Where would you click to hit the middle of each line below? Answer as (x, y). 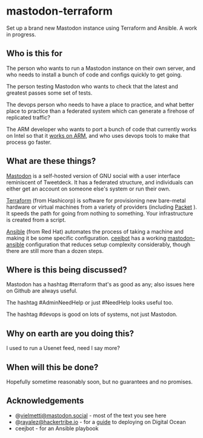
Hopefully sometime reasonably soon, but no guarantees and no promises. (99, 382)
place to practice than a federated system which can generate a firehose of (101, 111)
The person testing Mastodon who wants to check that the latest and (92, 86)
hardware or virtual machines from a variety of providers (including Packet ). (102, 207)
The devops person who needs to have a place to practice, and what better (100, 104)
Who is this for (34, 54)
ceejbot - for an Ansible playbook (57, 428)
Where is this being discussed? (67, 270)
